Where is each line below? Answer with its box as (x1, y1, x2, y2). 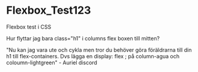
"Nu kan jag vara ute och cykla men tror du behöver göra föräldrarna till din (6, 46, 192, 54)
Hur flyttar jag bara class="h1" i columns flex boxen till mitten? (6, 35, 160, 42)
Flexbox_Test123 (6, 4, 91, 17)
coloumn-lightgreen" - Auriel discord (6, 59, 98, 66)
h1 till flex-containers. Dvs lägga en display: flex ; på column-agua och (6, 52, 180, 60)
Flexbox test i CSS (6, 23, 52, 30)
